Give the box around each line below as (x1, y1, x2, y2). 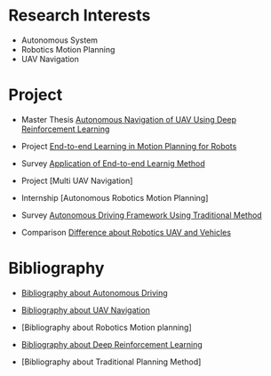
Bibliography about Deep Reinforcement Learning (20, 339, 203, 349)
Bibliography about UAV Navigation (20, 304, 150, 316)
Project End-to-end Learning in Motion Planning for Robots (20, 140, 237, 151)
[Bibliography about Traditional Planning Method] (20, 356, 202, 367)
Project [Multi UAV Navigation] (20, 175, 133, 186)
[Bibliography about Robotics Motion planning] (20, 322, 192, 332)
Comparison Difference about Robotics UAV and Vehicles (20, 227, 232, 237)
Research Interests (8, 5, 151, 26)
